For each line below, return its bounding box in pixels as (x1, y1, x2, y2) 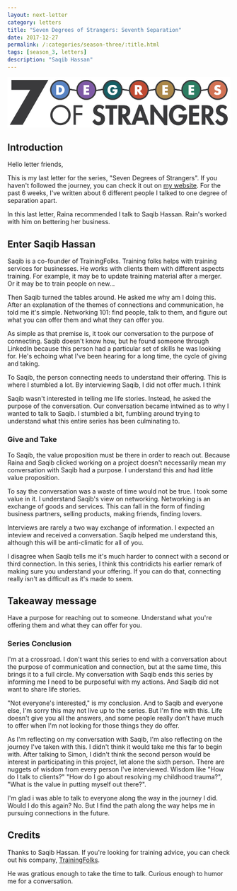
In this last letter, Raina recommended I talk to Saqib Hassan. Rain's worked (7, 210, 227, 219)
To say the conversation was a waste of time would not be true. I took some (7, 487, 228, 495)
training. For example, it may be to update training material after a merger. (7, 272, 222, 281)
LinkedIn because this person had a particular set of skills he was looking (7, 344, 221, 353)
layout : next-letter (7, 11, 69, 18)
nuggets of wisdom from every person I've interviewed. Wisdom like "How (7, 764, 224, 774)
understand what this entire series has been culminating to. (7, 417, 180, 426)
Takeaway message (7, 595, 97, 607)
